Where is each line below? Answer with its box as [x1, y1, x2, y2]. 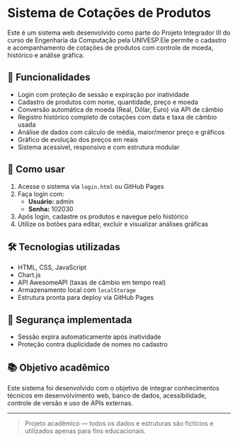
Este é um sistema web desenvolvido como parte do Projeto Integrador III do [7, 28, 231, 37]
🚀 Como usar [7, 163, 65, 175]
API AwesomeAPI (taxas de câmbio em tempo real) [17, 278, 166, 287]
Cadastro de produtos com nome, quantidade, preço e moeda [17, 98, 198, 106]
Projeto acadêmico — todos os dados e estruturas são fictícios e [24, 419, 214, 427]
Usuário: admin [28, 197, 74, 206]
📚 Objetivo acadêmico [7, 361, 110, 373]
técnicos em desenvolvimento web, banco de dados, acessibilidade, [7, 391, 207, 400]
